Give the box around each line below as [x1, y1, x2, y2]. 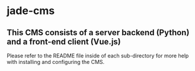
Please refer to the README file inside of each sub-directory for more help [7, 52, 189, 59]
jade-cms [7, 4, 55, 18]
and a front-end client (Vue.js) [7, 36, 121, 46]
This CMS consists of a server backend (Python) [7, 28, 190, 38]
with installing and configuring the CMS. [7, 59, 105, 65]
